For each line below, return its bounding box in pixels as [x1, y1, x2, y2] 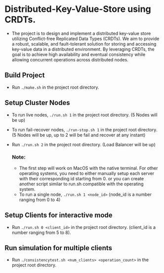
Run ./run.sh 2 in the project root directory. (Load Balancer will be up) [11, 141, 156, 147]
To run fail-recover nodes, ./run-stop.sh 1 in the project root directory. [11, 126, 158, 132]
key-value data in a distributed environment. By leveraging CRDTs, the [11, 46, 155, 52]
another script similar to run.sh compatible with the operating [19, 181, 144, 187]
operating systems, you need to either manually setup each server [19, 170, 154, 176]
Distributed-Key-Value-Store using [4, 3, 151, 15]
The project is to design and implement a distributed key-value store [11, 30, 151, 36]
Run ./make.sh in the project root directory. [11, 84, 99, 90]
